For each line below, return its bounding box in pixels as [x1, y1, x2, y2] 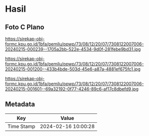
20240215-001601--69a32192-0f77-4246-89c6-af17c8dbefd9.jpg [5, 86, 139, 91]
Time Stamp [7, 123, 36, 130]
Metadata [5, 100, 35, 109]
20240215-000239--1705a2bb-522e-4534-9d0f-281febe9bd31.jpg [5, 46, 141, 52]
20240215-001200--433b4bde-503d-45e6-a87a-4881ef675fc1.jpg [5, 66, 141, 72]
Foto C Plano [5, 23, 44, 31]
